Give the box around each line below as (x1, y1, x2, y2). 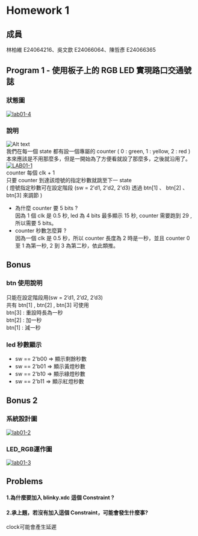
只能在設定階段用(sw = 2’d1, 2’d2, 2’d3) (6, 294, 104, 301)
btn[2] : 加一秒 (6, 316, 42, 324)
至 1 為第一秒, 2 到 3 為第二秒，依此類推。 (14, 242, 119, 249)
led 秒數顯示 (6, 340, 42, 349)
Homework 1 (6, 4, 70, 17)
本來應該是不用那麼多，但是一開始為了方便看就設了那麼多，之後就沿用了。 (6, 155, 191, 162)
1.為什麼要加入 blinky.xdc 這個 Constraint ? (6, 494, 114, 501)
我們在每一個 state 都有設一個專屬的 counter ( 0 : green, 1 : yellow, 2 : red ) (6, 147, 191, 155)
